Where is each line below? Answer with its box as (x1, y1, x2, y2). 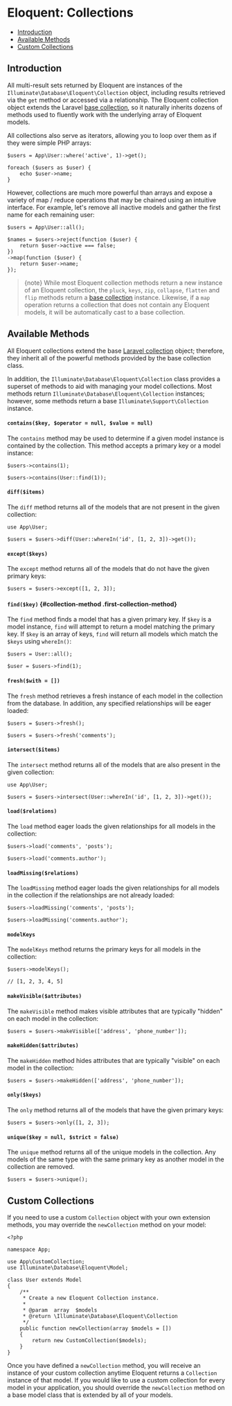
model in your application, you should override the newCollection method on (7, 1384, 225, 1392)
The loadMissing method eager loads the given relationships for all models (7, 884, 220, 892)
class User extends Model (7, 1276, 82, 1283)
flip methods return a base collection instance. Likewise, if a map (24, 293, 211, 301)
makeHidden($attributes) (7, 1042, 79, 1049)
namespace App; (7, 1246, 51, 1254)
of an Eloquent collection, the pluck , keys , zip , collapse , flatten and (24, 285, 220, 294)
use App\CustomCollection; (7, 1258, 85, 1265)
